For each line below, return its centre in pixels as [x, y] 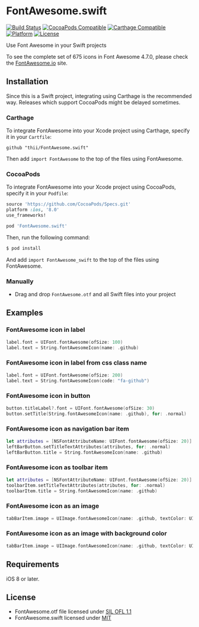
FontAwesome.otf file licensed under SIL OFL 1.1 [73, 612]
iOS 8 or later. [23, 579]
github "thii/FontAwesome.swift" [47, 148]
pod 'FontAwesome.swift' [37, 226]
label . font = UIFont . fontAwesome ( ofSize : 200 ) [65, 375]
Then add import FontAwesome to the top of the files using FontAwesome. [95, 159]
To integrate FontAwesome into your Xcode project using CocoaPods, [91, 187]
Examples [25, 313]
